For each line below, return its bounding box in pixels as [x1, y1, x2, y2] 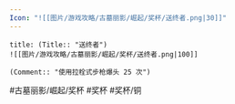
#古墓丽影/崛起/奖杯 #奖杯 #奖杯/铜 [9, 84, 142, 96]
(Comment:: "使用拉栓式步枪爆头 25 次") [9, 68, 151, 77]
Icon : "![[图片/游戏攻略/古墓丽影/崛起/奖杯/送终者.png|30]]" [9, 13, 228, 23]
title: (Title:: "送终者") [9, 40, 107, 49]
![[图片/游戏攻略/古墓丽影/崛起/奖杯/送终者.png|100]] [9, 49, 199, 59]
